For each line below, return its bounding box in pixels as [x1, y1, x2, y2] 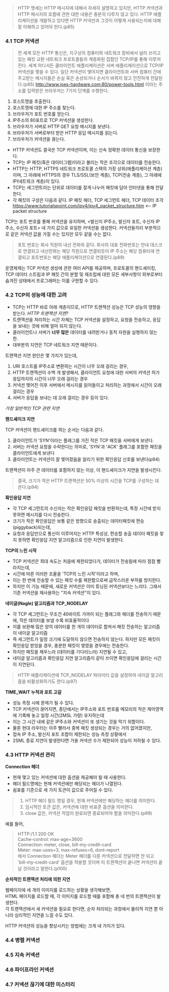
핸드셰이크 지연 [5, 416, 35, 422]
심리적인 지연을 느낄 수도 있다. [14, 912, 74, 918]
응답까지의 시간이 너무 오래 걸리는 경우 [12, 375, 88, 381]
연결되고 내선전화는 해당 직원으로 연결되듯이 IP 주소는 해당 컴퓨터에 [23, 248, 155, 254]
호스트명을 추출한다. [12, 98, 52, 105]
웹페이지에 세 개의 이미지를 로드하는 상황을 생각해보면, [5, 887, 112, 893]
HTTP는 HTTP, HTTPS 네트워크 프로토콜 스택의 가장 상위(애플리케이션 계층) [12, 166, 162, 172]
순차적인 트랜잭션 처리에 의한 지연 [5, 876, 70, 882]
